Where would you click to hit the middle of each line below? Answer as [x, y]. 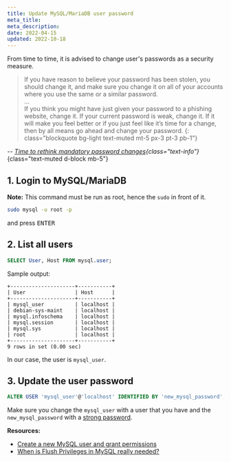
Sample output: [29, 274]
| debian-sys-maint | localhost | [61, 310]
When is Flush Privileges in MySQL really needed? [88, 452]
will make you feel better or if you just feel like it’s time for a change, [120, 123]
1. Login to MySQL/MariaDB [67, 180]
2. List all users [40, 244]
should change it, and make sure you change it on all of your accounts [123, 87]
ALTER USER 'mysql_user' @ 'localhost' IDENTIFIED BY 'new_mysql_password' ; [117, 397]
